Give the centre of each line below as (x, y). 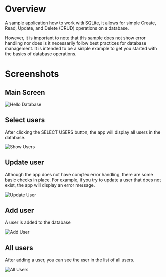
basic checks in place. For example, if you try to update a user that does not (83, 180)
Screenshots (32, 74)
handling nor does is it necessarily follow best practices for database (76, 43)
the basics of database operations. (41, 54)
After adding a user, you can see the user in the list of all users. (70, 260)
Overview (26, 9)
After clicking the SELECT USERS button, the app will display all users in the (83, 132)
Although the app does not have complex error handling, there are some (79, 174)
